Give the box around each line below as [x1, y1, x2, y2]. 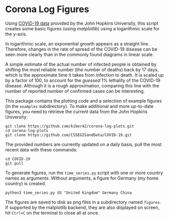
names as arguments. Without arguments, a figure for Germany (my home [5, 175, 159, 181]
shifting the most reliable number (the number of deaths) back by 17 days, [5, 67, 159, 73]
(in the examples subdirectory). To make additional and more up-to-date [5, 103, 154, 109]
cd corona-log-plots [5, 128, 49, 133]
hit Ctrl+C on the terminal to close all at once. [5, 209, 99, 215]
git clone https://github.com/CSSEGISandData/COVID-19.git [5, 132, 132, 137]
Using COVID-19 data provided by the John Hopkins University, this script [5, 20, 158, 26]
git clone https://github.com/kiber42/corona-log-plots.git [5, 124, 135, 129]
